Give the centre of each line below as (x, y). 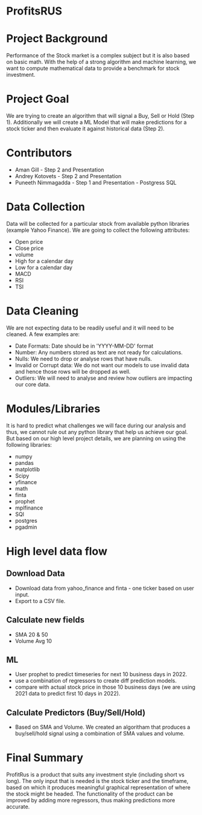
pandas (24, 462)
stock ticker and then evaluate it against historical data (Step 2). (85, 129)
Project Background (57, 39)
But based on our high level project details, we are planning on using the (96, 438)
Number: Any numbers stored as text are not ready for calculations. (99, 352)
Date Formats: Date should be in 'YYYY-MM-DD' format (84, 346)
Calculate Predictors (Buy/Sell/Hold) (76, 713)
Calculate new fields (46, 620)
